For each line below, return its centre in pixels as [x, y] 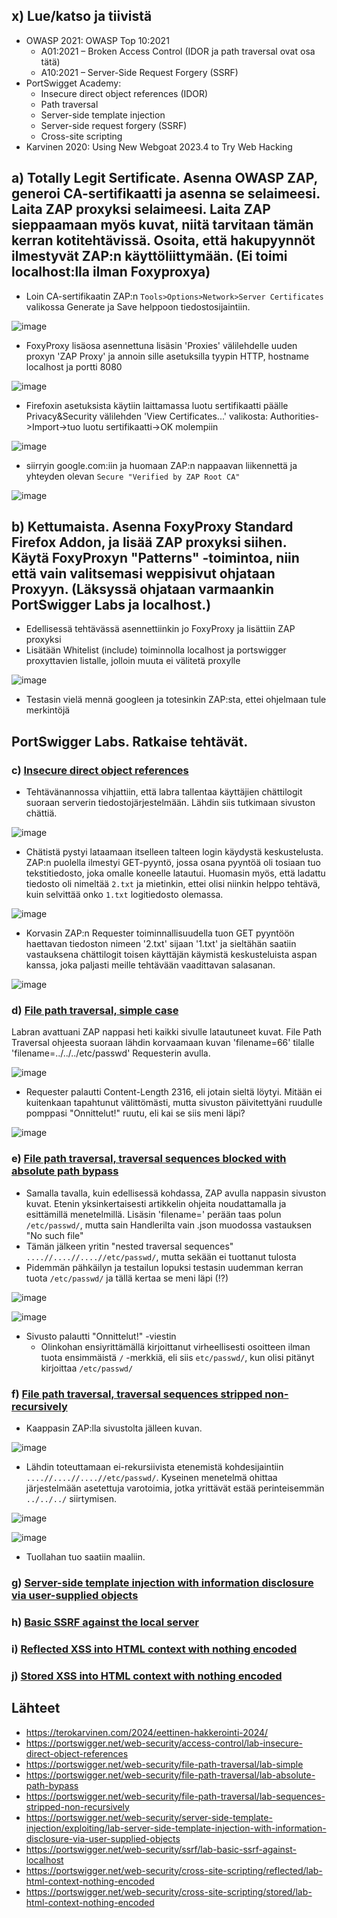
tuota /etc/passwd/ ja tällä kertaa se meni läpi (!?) [127, 1278]
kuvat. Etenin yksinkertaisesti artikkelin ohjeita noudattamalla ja [156, 1203]
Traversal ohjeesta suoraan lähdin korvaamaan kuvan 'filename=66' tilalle [163, 1043]
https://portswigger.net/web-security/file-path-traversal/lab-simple [164, 1764]
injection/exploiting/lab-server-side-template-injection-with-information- [176, 1828]
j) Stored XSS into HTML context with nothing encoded [147, 1676]
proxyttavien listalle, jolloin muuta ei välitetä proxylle [133, 661]
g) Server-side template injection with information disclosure [162, 1582]
